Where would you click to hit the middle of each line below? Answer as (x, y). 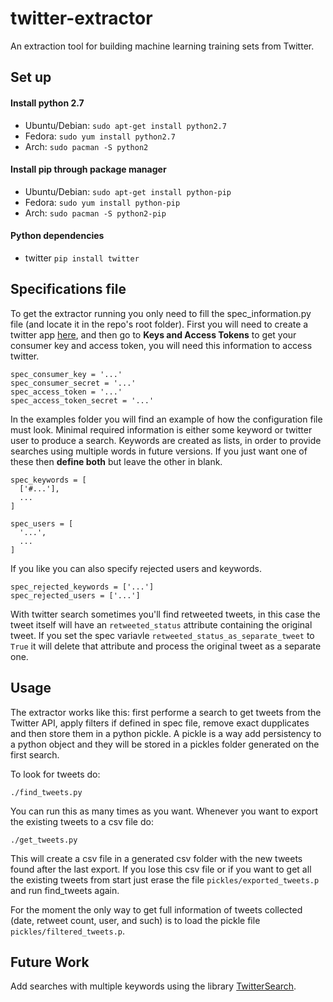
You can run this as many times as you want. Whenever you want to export (164, 811)
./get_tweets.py (44, 840)
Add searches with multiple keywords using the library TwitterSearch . (153, 986)
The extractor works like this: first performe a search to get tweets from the (166, 712)
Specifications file (68, 289)
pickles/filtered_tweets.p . (68, 931)
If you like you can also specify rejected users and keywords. (136, 568)
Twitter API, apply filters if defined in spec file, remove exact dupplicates (160, 723)
